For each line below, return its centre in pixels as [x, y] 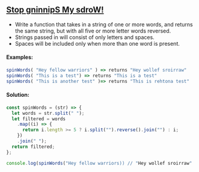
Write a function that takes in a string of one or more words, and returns [104, 24]
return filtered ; [33, 147]
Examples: [20, 57]
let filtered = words [39, 119]
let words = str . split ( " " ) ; [48, 113]
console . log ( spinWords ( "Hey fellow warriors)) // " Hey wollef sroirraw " [99, 163]
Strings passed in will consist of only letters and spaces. [84, 37]
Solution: [18, 95]
